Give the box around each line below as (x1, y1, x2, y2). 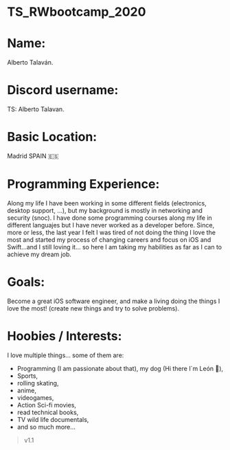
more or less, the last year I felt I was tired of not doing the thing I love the (7, 228, 216, 236)
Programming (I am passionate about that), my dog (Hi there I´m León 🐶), (16, 364, 224, 372)
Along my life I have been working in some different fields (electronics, (7, 199, 207, 207)
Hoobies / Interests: (7, 328, 122, 344)
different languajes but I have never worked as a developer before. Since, (7, 221, 215, 229)
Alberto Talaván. (7, 58, 54, 67)
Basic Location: (7, 129, 97, 145)
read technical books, (16, 408, 79, 416)
